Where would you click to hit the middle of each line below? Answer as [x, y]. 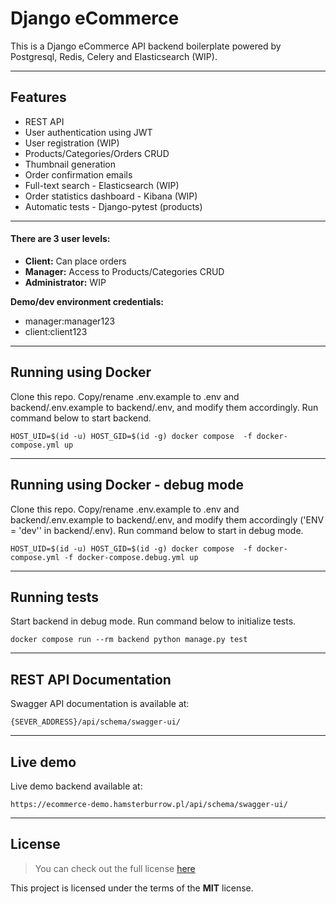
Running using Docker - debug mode [127, 485]
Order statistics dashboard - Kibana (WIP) [111, 196]
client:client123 [56, 331]
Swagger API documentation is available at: [100, 704]
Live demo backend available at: [76, 786]
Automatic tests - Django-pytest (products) [113, 206]
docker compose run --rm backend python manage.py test [129, 640]
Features [38, 97]
